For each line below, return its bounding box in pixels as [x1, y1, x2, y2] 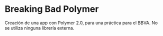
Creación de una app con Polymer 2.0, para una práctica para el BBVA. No [4, 20, 158, 26]
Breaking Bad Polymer [4, 3, 99, 15]
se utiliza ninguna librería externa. [4, 25, 74, 31]
